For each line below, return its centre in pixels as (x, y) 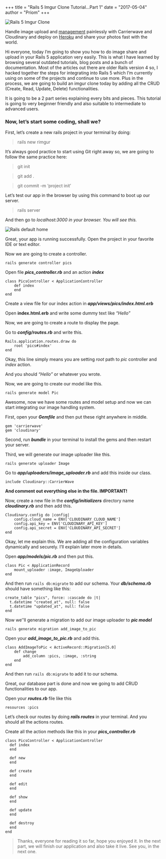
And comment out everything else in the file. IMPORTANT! (66, 491)
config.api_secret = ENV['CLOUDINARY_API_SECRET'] (67, 528)
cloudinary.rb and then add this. (39, 506)
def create (21, 771)
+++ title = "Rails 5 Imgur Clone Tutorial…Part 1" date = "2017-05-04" (76, 7)
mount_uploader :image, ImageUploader (54, 570)
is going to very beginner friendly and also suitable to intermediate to (76, 103)
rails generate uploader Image (37, 464)
